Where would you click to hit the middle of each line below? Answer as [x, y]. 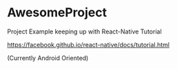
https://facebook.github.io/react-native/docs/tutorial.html [88, 44]
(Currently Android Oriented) [48, 58]
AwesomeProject [57, 13]
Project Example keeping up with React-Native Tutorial [84, 31]
